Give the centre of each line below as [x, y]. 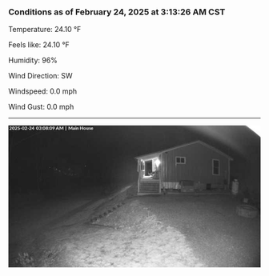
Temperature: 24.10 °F [45, 30]
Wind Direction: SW [41, 76]
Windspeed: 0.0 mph [43, 91]
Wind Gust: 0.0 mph [41, 107]
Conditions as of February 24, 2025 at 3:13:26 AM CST [117, 12]
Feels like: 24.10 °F [39, 45]
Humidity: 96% [33, 60]
